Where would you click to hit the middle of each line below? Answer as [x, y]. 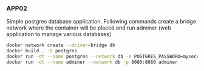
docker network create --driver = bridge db [61, 45]
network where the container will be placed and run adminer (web [89, 28]
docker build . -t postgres [42, 51]
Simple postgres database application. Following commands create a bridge [101, 22]
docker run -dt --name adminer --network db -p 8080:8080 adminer [92, 62]
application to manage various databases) [59, 34]
